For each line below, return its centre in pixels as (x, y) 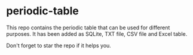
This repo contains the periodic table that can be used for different (88, 27)
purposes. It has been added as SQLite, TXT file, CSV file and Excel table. (97, 33)
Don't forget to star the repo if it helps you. (59, 45)
